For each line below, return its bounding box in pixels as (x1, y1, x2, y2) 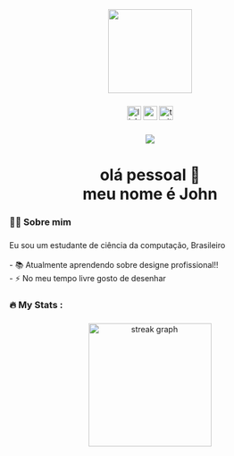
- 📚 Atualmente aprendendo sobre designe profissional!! (9, 259, 219, 270)
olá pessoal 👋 (99, 165, 201, 185)
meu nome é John (82, 184, 218, 204)
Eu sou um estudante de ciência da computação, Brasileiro (9, 239, 226, 250)
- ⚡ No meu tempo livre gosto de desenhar (9, 272, 167, 283)
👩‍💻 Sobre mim (9, 215, 71, 228)
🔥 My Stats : (9, 298, 63, 311)
